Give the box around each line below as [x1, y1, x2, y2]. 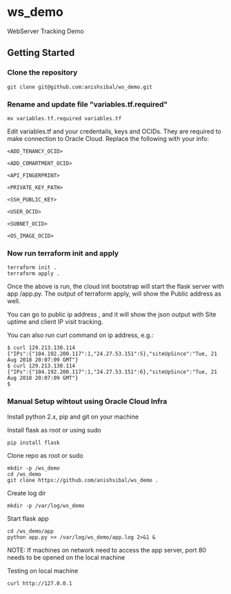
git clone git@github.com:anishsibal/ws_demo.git [7, 84, 153, 90]
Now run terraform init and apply [7, 248, 119, 258]
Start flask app [7, 514, 49, 522]
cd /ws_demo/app [7, 528, 54, 535]
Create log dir [7, 488, 46, 497]
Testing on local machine [7, 566, 79, 575]
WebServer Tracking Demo [7, 27, 84, 35]
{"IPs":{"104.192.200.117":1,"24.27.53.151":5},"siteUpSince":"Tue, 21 [7, 350, 217, 358]
